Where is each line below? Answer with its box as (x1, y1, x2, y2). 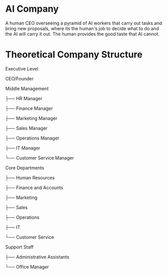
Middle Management (5, 85, 49, 91)
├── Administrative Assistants (5, 254, 69, 260)
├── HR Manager (5, 95, 42, 101)
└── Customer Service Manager (5, 154, 74, 161)
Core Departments (5, 165, 44, 171)
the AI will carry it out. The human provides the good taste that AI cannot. (5, 31, 160, 37)
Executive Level (5, 65, 38, 72)
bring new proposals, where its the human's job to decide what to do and (5, 25, 159, 31)
